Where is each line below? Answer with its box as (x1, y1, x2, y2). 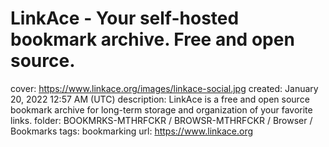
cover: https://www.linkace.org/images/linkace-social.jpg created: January (10, 82, 319, 94)
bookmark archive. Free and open (10, 28, 295, 51)
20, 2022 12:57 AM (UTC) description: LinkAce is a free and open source (10, 93, 310, 105)
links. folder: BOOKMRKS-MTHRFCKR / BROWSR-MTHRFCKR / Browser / (10, 114, 313, 126)
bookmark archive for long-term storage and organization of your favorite (10, 103, 313, 116)
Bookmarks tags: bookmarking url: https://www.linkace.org (10, 125, 254, 137)
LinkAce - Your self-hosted (10, 7, 240, 30)
